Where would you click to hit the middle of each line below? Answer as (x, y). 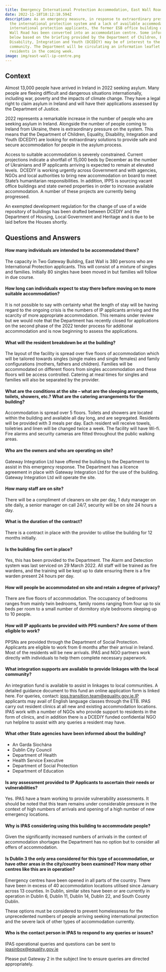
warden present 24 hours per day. (40, 576)
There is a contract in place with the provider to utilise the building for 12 (79, 533)
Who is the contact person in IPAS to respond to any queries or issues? (79, 933)
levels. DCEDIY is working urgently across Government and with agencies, (81, 170)
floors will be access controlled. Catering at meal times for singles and (77, 374)
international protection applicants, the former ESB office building (84, 28)
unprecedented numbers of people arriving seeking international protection (82, 916)
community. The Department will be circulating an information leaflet (85, 47)
